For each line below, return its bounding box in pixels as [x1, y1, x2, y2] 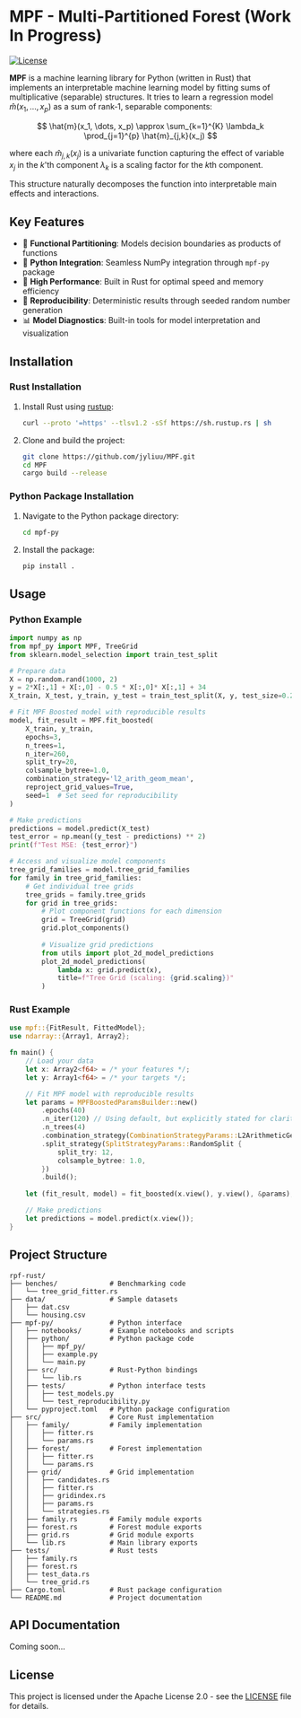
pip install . [21, 561, 75, 571]
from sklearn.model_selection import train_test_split [9, 650, 219, 659]
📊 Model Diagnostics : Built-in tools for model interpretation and [21, 315, 261, 326]
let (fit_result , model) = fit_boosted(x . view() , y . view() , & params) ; [25, 1189, 295, 1199]
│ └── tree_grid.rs [9, 1577, 90, 1586]
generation [21, 305, 63, 316]
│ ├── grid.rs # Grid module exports [9, 1530, 194, 1539]
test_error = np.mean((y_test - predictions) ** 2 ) [9, 832, 206, 841]
